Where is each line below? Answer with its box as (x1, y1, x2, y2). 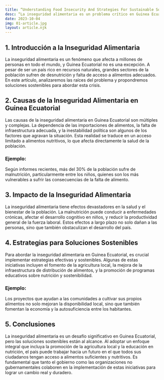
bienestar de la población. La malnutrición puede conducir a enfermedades (5, 209, 156, 215)
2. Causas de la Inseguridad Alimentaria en (5, 96, 139, 105)
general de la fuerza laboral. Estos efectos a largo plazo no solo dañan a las (5, 219, 157, 225)
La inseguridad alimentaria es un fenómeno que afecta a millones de (5, 56, 143, 62)
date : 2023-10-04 (5, 16, 41, 21)
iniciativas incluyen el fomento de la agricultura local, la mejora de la (5, 262, 143, 268)
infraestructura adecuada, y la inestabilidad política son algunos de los (5, 127, 147, 133)
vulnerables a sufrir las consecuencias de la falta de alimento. (5, 177, 129, 183)
